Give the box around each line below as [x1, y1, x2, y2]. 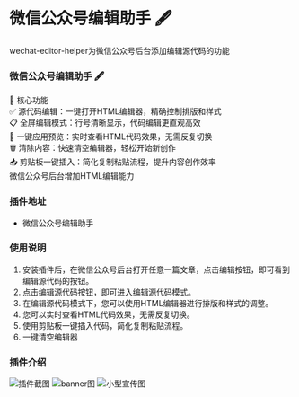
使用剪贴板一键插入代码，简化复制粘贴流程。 [22, 320, 189, 331]
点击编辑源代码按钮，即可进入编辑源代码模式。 [22, 287, 196, 297]
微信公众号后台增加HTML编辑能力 [9, 171, 135, 181]
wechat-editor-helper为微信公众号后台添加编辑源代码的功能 [9, 45, 231, 56]
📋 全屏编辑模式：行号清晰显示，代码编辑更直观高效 [9, 118, 201, 128]
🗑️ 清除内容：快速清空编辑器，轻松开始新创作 [9, 143, 177, 154]
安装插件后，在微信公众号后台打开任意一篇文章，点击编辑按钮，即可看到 [22, 264, 290, 275]
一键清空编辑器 [22, 331, 78, 342]
